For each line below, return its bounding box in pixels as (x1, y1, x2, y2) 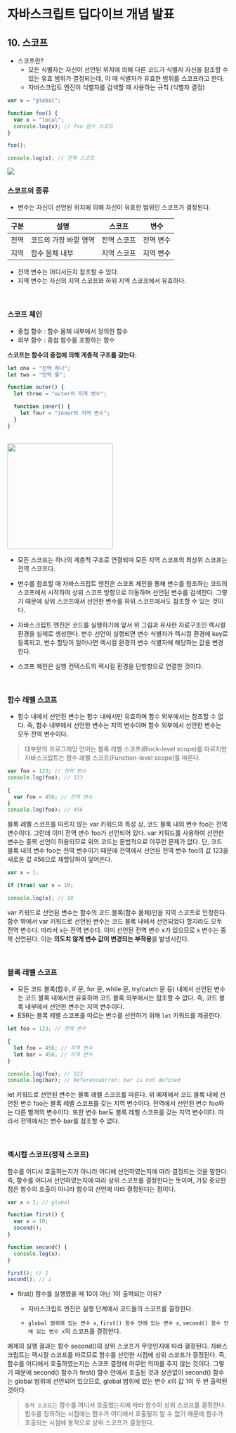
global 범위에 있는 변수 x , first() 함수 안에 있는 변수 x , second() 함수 (27, 1318, 221, 1327)
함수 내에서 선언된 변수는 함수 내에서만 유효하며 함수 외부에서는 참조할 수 (17, 712, 216, 721)
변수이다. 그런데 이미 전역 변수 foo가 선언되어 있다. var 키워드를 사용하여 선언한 (7, 829, 225, 837)
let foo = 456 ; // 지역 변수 (13, 1044, 93, 1052)
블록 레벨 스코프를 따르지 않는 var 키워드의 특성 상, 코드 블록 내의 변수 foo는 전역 (7, 820, 228, 829)
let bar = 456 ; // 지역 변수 (13, 1051, 93, 1058)
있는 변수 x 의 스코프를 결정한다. (36, 1327, 122, 1335)
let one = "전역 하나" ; (7, 364, 72, 371)
